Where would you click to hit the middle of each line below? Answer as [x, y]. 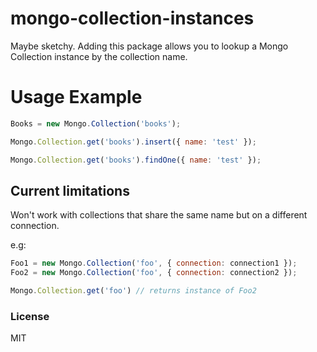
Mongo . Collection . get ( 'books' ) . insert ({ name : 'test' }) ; [133, 142]
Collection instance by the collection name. [99, 56]
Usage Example [76, 97]
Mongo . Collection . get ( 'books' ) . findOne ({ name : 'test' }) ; [136, 160]
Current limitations [70, 190]
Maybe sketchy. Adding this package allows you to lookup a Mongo [149, 46]
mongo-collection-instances [132, 18]
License [30, 316]
